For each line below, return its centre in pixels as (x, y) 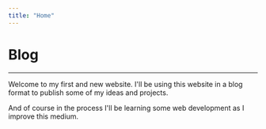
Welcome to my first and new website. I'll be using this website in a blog (125, 84)
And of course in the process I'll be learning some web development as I (126, 108)
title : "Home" (32, 15)
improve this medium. (44, 116)
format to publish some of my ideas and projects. (88, 93)
